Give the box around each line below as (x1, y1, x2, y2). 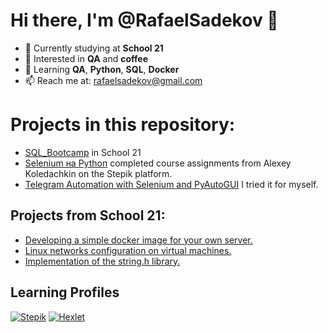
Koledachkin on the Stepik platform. (24, 167, 173, 179)
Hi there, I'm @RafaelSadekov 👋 (10, 9, 279, 32)
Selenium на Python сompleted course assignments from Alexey (24, 157, 292, 169)
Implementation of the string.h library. (24, 255, 181, 267)
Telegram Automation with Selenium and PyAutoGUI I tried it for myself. (24, 178, 319, 190)
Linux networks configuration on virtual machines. (24, 244, 232, 256)
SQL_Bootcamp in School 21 (24, 146, 142, 158)
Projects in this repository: (10, 114, 236, 136)
